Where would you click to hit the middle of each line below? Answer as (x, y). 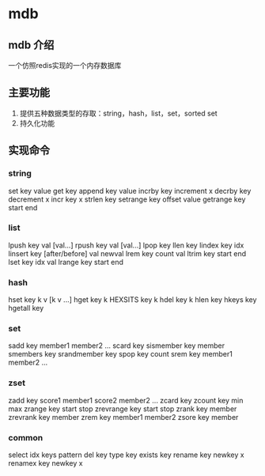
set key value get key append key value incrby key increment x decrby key (130, 191)
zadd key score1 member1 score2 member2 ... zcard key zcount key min (126, 400)
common (26, 437)
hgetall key (26, 308)
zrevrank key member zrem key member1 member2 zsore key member (123, 417)
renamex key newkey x (45, 463)
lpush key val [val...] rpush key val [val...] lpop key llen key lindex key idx (126, 245)
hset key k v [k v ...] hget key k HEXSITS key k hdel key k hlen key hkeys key (132, 300)
